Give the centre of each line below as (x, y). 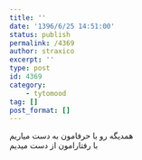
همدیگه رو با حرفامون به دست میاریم (71, 136)
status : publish (40, 34)
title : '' (28, 18)
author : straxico (42, 52)
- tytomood (46, 93)
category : (28, 85)
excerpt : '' (32, 60)
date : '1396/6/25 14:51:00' (62, 26)
